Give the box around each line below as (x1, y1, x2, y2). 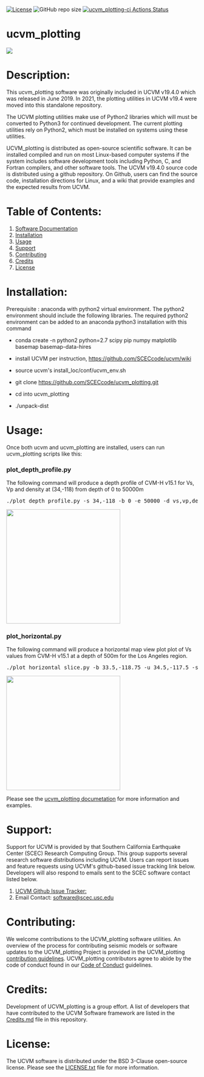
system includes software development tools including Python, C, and (6, 157, 181, 165)
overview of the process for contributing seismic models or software (6, 942, 178, 950)
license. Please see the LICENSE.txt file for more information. (6, 1064, 159, 1072)
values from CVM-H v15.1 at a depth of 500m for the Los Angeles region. (6, 653, 188, 660)
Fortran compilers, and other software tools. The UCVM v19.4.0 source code (6, 163, 197, 171)
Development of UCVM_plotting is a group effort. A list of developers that (6, 1003, 190, 1011)
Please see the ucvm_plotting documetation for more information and (6, 795, 180, 803)
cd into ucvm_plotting (15, 390, 70, 398)
